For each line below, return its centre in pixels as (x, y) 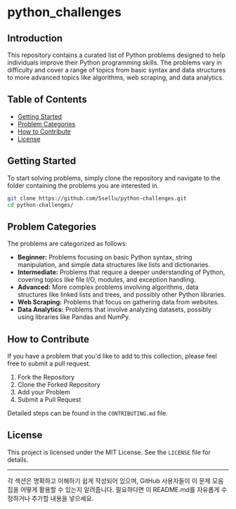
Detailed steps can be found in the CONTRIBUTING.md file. (88, 413)
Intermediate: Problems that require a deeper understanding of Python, (121, 272)
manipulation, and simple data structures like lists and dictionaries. (114, 265)
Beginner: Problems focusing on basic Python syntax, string (105, 257)
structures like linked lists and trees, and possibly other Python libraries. (122, 295)
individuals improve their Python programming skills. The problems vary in (115, 63)
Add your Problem (44, 392)
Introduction (35, 38)
